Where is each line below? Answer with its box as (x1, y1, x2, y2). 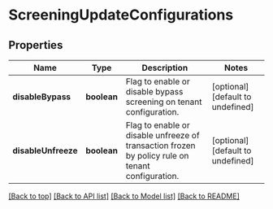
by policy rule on (125, 150, 189, 161)
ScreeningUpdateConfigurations (8, 6, 234, 24)
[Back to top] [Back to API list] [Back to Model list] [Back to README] (8, 191, 240, 201)
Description (141, 63, 188, 73)
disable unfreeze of (125, 130, 201, 141)
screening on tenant (125, 96, 202, 107)
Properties (8, 38, 63, 52)
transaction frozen (125, 140, 197, 151)
